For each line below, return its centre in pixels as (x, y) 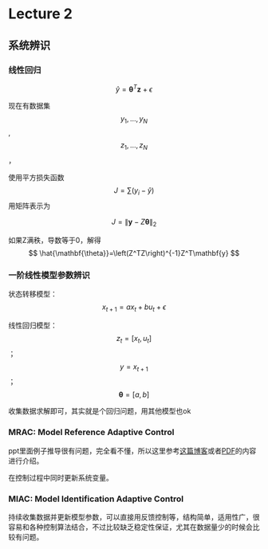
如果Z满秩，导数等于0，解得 (55, 240)
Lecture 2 (41, 14)
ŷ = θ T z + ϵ (134, 88)
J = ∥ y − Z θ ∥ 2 (134, 222)
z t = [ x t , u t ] (134, 339)
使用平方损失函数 (36, 178)
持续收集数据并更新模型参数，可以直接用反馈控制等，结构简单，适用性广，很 (134, 517)
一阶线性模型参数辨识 (49, 275)
